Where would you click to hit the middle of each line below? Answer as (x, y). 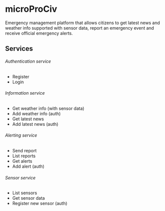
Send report (24, 150)
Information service (25, 93)
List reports (24, 156)
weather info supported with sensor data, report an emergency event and (80, 28)
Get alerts (22, 161)
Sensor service (20, 177)
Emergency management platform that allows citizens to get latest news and (82, 23)
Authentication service (28, 61)
